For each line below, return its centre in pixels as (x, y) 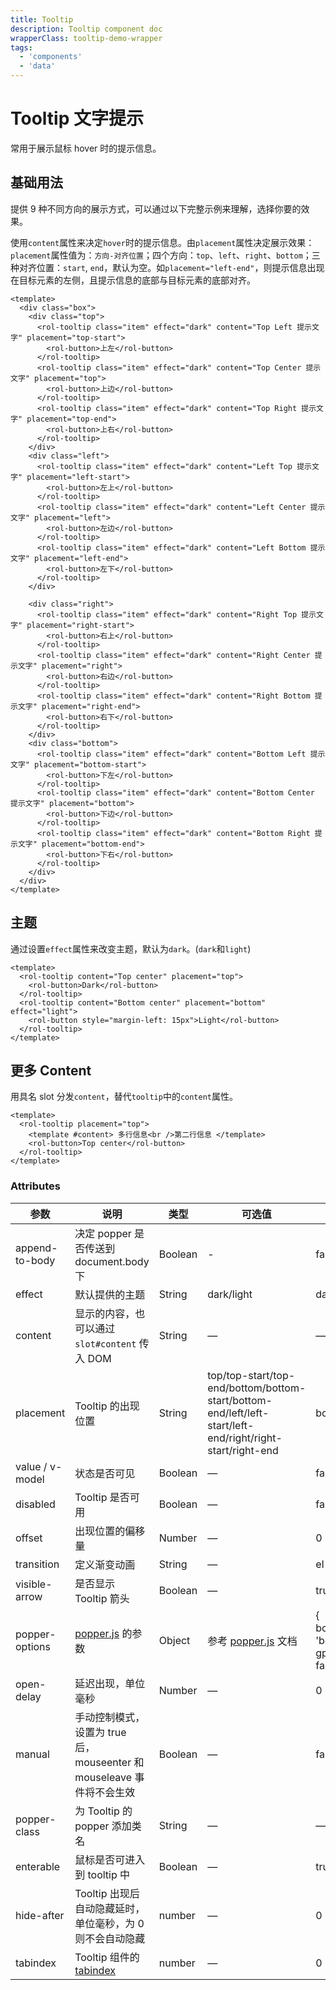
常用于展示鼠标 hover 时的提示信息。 (86, 148)
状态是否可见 (105, 1473)
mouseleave (103, 1777)
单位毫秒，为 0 (109, 1923)
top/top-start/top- (251, 1375)
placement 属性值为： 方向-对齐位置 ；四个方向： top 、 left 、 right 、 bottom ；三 (165, 255)
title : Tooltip (42, 19)
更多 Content (51, 1070)
